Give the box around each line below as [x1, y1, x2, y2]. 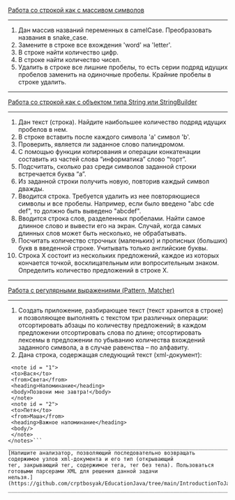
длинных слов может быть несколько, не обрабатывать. [17, 229, 187, 237]
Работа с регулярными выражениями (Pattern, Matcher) [8, 286, 175, 294]
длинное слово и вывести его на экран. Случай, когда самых [17, 222, 202, 229]
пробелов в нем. [17, 126, 68, 133]
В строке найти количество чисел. [17, 56, 121, 63]
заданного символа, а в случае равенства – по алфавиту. [17, 343, 190, 351]
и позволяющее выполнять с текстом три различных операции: [17, 314, 209, 321]
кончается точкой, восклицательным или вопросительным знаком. [17, 259, 219, 267]
